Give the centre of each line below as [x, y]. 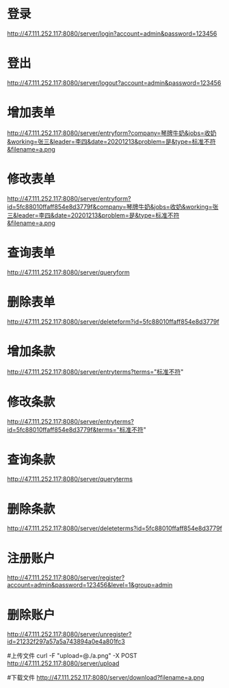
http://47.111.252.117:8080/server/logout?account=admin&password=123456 [114, 82]
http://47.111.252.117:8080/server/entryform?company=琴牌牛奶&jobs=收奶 [112, 133]
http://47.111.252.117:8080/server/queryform [68, 272]
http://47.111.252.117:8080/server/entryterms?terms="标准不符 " [95, 372]
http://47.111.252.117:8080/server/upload [63, 663]
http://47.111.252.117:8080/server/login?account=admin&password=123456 [112, 33]
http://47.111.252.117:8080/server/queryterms [70, 479]
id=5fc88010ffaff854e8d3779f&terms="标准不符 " [77, 429]
